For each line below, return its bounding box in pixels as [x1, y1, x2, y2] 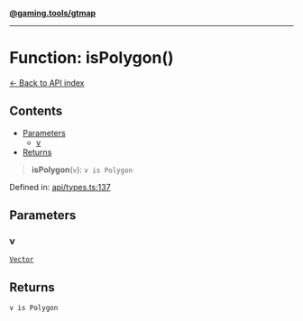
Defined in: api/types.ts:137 [9, 181, 111, 192]
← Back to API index [9, 77, 85, 88]
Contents [9, 104, 63, 119]
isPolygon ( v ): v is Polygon [31, 164, 133, 175]
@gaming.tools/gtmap [9, 8, 96, 18]
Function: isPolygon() [9, 48, 174, 69]
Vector [9, 255, 34, 264]
